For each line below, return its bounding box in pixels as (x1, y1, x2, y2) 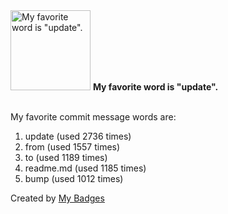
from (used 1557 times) (24, 141, 121, 153)
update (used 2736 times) (24, 130, 132, 142)
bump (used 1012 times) (24, 173, 124, 184)
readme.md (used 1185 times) (24, 162, 147, 174)
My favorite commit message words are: (10, 111, 177, 123)
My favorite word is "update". (92, 81, 219, 93)
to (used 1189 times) (24, 152, 108, 163)
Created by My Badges (10, 192, 105, 204)
